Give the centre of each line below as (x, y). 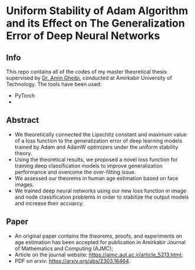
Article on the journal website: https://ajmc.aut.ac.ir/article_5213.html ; (99, 255)
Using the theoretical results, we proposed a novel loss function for (96, 159)
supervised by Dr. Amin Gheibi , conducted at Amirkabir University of (89, 78)
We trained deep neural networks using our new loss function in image (100, 191)
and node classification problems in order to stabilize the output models (102, 197)
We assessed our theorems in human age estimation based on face (96, 178)
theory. (23, 153)
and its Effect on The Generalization (96, 23)
